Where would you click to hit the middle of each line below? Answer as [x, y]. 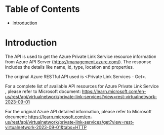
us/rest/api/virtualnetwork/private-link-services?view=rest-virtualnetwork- [81, 96]
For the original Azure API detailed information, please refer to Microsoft [79, 111]
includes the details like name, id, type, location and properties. [70, 67]
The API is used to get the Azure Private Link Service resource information [81, 56]
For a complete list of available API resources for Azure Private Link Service [82, 86]
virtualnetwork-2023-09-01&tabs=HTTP [46, 127]
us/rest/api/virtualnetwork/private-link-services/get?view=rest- [70, 122]
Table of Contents [42, 9]
